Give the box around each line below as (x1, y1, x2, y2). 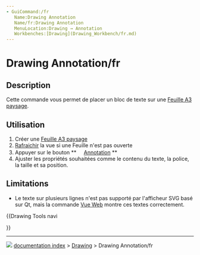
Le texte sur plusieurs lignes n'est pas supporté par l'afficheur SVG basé (14, 194, 193, 201)
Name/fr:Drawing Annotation (14, 20, 84, 26)
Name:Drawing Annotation (14, 14, 76, 20)
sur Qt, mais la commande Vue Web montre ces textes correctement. (14, 201, 185, 208)
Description (6, 80, 51, 90)
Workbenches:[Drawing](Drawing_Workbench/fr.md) (14, 31, 137, 37)
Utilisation (6, 120, 45, 130)
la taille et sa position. (14, 161, 68, 169)
